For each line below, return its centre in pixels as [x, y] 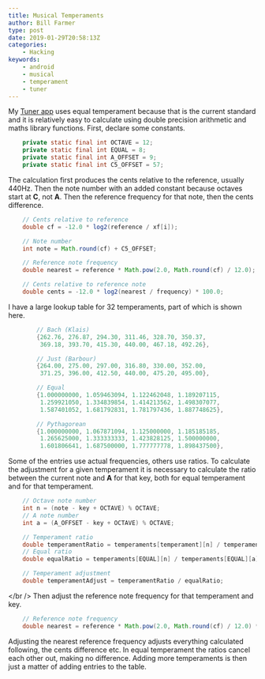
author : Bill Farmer [42, 23]
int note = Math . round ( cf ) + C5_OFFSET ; [90, 249]
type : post [26, 30]
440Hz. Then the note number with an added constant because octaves [125, 188]
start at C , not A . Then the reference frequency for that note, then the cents [131, 196]
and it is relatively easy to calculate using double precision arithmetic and [127, 120]
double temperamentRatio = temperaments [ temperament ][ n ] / [121, 545]
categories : [28, 45]
